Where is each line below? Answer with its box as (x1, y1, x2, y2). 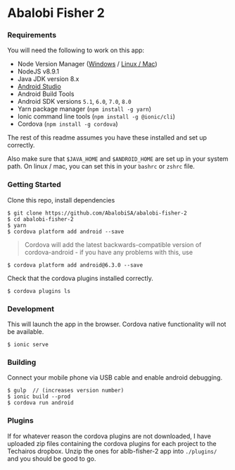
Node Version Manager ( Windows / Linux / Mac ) (17, 60, 158, 68)
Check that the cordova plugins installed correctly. (7, 274, 153, 282)
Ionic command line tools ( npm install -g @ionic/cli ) (17, 112, 176, 121)
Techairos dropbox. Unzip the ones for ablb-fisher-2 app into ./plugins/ (7, 447, 217, 455)
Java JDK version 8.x (17, 75, 80, 83)
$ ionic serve (7, 341, 49, 349)
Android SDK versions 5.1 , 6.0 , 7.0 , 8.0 (17, 97, 132, 106)
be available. (7, 327, 44, 336)
